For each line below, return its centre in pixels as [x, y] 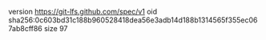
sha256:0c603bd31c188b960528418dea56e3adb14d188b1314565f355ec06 [133, 20]
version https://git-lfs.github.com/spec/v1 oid [83, 12]
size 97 [56, 28]
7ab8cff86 [25, 28]
